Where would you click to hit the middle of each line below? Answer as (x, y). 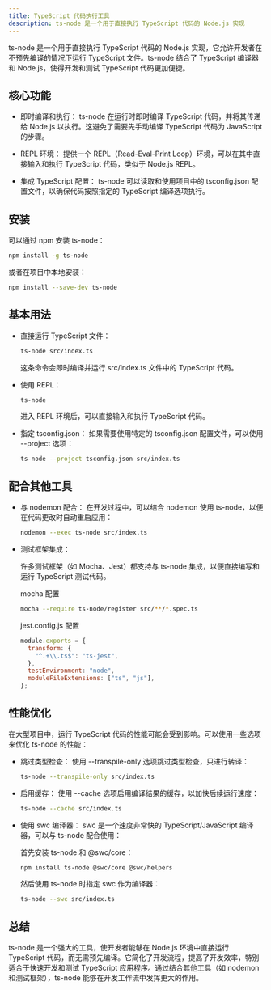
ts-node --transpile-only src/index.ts (87, 776)
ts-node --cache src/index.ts (71, 808)
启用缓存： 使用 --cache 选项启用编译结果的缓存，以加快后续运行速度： (139, 793)
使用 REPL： (41, 384)
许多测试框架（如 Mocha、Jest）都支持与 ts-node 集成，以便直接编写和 (140, 566)
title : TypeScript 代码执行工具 (59, 16)
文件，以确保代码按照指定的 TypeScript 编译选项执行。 (119, 192)
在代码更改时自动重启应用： (66, 518)
